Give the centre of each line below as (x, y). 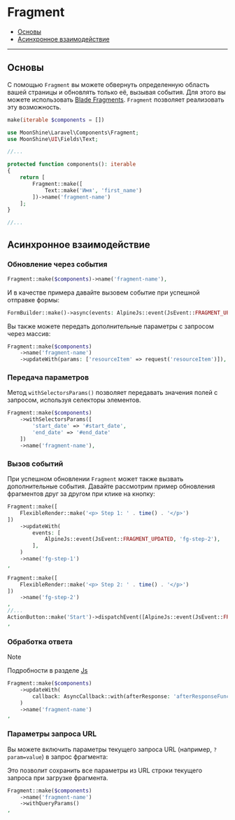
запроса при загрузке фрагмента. (58, 778)
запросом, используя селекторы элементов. (74, 400)
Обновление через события (57, 264)
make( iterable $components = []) (56, 120)
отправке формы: (33, 300)
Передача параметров (48, 377)
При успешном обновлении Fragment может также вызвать (95, 479)
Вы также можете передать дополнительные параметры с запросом (111, 326)
